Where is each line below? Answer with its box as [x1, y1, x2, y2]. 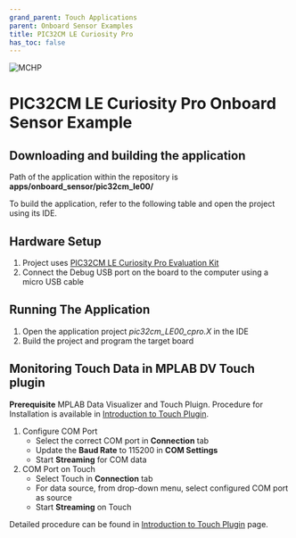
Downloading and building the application [9, 148, 246, 163]
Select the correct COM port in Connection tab [35, 435, 210, 446]
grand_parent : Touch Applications [9, 12, 138, 22]
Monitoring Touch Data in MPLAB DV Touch [9, 361, 256, 377]
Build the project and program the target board [21, 335, 194, 346]
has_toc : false [9, 37, 66, 47]
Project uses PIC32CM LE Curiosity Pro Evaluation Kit [21, 258, 219, 269]
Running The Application [9, 302, 151, 318]
